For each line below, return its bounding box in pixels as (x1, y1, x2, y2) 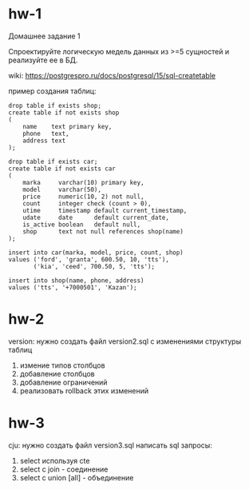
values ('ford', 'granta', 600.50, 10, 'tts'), (8, 255, 170, 264)
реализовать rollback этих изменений (19, 385, 149, 396)
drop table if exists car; (8, 157, 98, 165)
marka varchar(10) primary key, (22, 178, 145, 186)
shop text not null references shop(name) (22, 227, 184, 236)
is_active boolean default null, (22, 221, 141, 229)
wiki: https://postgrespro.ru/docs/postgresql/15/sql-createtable (8, 70, 216, 80)
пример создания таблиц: (8, 86, 97, 96)
